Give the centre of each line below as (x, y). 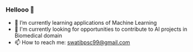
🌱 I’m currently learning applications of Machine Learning (86, 23)
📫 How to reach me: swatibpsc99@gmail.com (72, 42)
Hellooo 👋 (20, 10)
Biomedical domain (38, 36)
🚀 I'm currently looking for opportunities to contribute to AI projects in (101, 29)
